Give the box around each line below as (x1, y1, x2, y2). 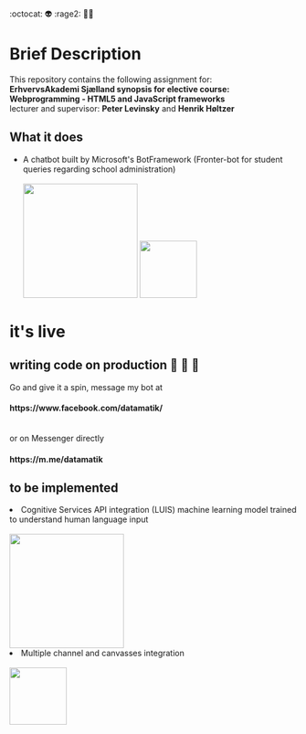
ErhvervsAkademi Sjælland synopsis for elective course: (9, 83, 230, 94)
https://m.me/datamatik (9, 453, 103, 464)
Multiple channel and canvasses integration (21, 648, 185, 659)
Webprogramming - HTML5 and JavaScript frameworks (9, 93, 226, 104)
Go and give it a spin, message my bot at (9, 381, 163, 392)
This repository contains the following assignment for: (9, 73, 213, 85)
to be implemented (9, 480, 119, 495)
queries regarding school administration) (22, 164, 176, 175)
